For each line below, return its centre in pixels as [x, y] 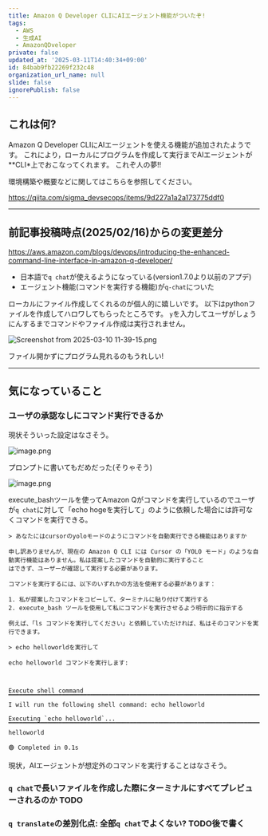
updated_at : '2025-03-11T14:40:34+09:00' [78, 61]
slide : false [30, 82]
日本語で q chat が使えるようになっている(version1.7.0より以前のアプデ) [136, 277]
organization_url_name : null [57, 75]
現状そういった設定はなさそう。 [61, 435]
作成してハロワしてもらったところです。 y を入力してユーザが [136, 313]
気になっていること [55, 391]
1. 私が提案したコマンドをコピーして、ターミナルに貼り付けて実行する [108, 599]
